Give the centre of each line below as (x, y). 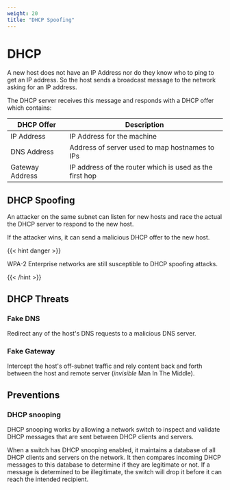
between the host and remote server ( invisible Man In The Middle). (101, 373)
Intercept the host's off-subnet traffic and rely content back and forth (105, 366)
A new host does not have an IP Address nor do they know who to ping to (111, 73)
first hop (83, 176)
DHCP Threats (38, 299)
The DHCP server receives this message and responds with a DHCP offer (111, 101)
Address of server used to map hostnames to (142, 148)
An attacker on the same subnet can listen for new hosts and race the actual (115, 217)
